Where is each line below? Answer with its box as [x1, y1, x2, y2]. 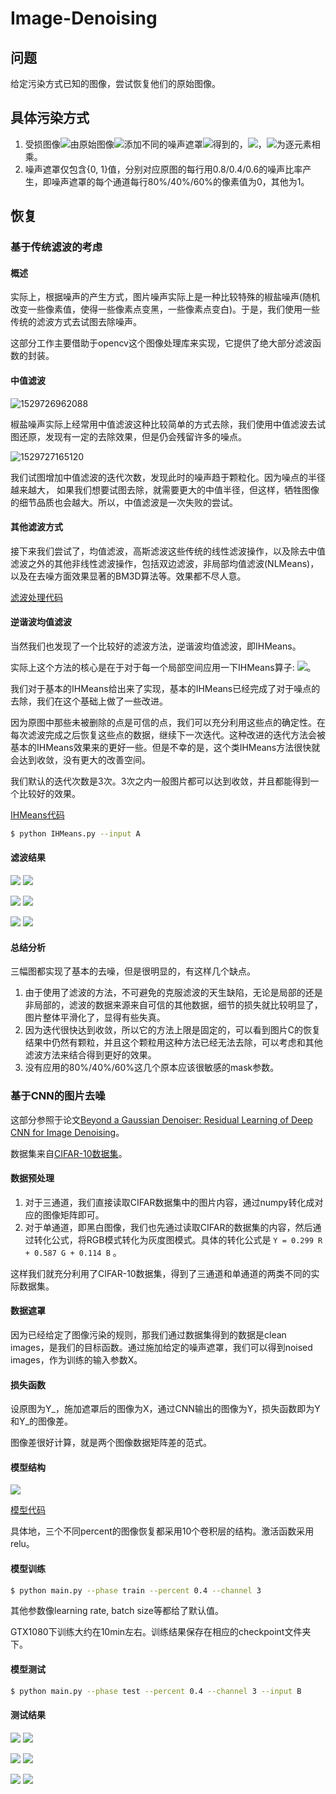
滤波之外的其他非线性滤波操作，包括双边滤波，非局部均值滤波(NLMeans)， [10, 557, 320, 569]
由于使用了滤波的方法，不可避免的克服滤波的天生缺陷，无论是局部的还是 [24, 987, 323, 999]
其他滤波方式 [10, 521, 63, 533]
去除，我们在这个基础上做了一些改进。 [10, 695, 168, 707]
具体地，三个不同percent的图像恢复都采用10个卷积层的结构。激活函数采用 [10, 1525, 315, 1537]
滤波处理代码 [10, 591, 63, 603]
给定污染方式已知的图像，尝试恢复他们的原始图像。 [10, 78, 221, 89]
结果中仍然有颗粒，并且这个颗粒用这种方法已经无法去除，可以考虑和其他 [24, 1037, 323, 1049]
